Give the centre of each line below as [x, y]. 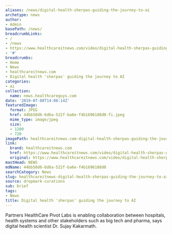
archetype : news [23, 15]
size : [16, 124]
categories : [18, 81]
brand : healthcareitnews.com [41, 148]
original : [20, 158]
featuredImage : [21, 105]
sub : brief [17, 186]
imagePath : [17, 139]
